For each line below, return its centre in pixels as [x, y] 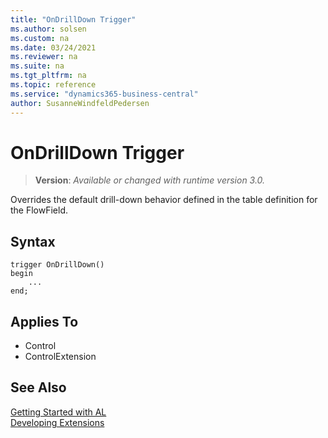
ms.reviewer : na [44, 57]
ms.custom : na [40, 38]
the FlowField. [39, 210]
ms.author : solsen [48, 29]
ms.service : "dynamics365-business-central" [104, 94]
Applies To [44, 321]
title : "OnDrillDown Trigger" [73, 19]
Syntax [33, 241]
